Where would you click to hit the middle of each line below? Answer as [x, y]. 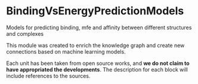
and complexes [25, 33]
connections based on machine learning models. [66, 51]
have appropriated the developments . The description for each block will [97, 69]
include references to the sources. [48, 76]
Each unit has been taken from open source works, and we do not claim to [98, 63]
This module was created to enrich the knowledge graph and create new [95, 45]
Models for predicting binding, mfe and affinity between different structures [99, 27]
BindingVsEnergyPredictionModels [95, 11]
